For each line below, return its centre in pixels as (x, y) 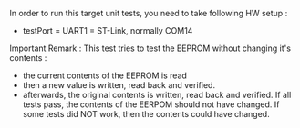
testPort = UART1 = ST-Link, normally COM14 (108, 30)
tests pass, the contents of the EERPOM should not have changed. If (151, 104)
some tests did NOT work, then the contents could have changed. (146, 114)
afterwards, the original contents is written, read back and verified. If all (157, 95)
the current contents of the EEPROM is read (104, 75)
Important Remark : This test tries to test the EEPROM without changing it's (150, 48)
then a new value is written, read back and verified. (119, 85)
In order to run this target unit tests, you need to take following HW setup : (149, 13)
